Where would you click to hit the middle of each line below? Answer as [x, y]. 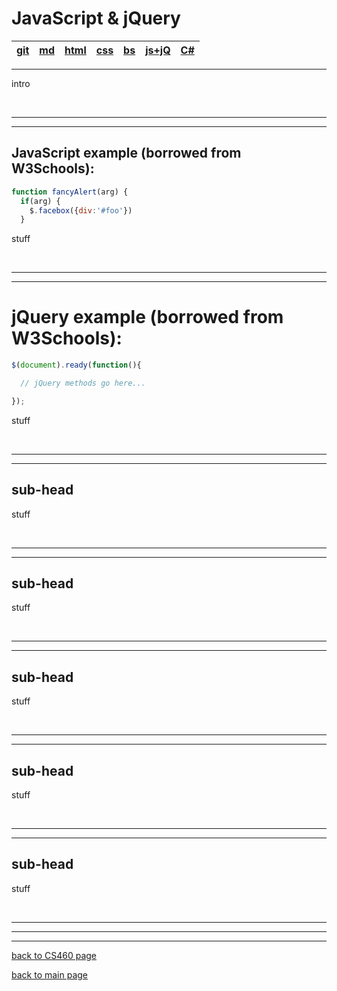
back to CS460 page [54, 955]
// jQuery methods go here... [83, 383]
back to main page [50, 974]
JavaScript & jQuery [96, 18]
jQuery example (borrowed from [147, 317]
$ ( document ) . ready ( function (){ [76, 365]
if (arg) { [40, 201]
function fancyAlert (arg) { [70, 192]
